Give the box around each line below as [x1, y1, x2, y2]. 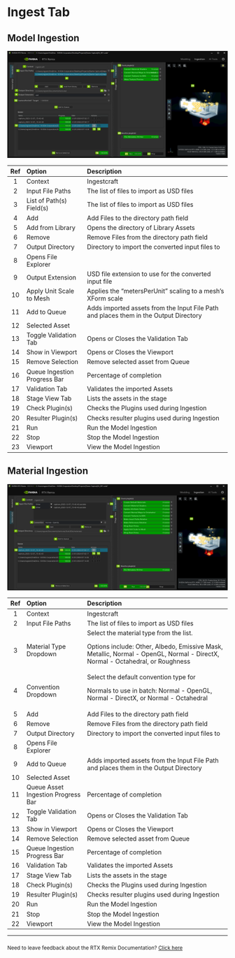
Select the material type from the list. [87, 629, 193, 637]
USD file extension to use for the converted [87, 270, 211, 278]
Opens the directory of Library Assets [87, 223, 195, 231]
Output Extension [26, 273, 77, 282]
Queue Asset [26, 783, 64, 792]
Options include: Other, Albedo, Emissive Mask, [87, 642, 224, 651]
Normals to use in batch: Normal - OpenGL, [87, 686, 213, 695]
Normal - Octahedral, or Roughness [87, 658, 191, 666]
